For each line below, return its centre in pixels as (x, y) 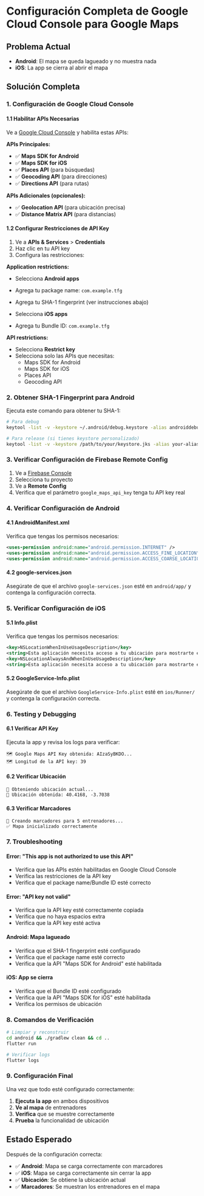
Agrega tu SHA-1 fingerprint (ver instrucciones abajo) (82, 302)
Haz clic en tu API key (42, 248)
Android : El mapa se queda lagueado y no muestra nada (86, 61)
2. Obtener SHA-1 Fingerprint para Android (70, 397)
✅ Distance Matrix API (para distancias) (66, 214)
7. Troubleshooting (34, 842)
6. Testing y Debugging (41, 714)
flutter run (21, 1043)
